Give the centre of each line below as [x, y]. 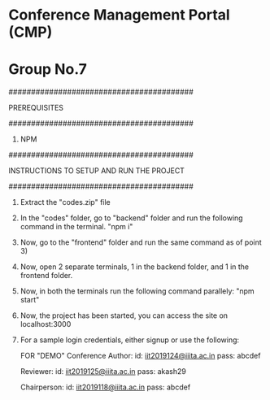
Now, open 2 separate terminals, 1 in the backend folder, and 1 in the [135, 267]
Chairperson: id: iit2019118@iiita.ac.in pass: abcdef [105, 387]
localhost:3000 [46, 324]
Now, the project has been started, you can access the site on [124, 315]
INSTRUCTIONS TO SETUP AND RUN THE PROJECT [97, 171]
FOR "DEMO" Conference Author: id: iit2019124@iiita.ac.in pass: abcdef [140, 356]
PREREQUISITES [36, 108]
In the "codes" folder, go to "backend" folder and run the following [131, 218]
